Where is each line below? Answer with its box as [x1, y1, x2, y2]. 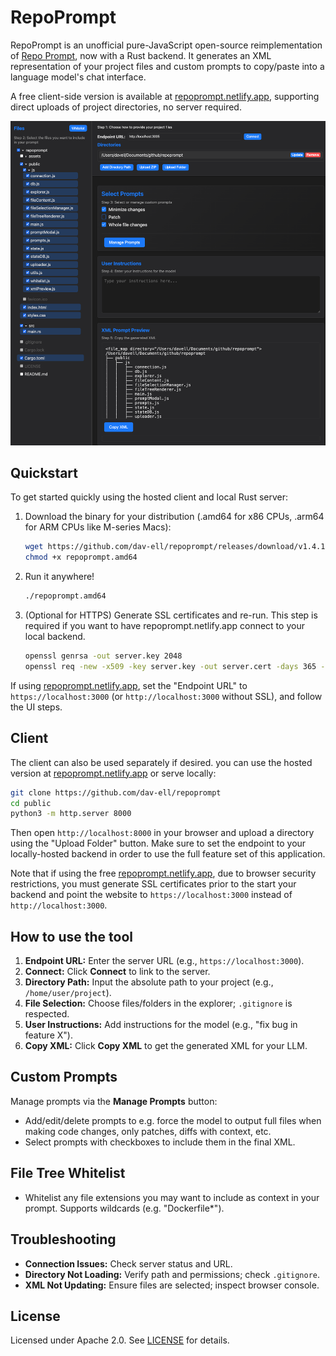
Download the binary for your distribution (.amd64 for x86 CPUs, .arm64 [24, 511, 325, 523]
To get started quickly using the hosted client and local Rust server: [10, 491, 289, 503]
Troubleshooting [10, 1231, 117, 1248]
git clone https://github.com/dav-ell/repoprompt [10, 787, 222, 798]
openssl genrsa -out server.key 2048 [24, 651, 183, 661]
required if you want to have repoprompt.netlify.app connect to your [24, 620, 305, 632]
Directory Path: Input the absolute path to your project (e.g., [24, 976, 274, 988]
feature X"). [24, 1029, 73, 1041]
